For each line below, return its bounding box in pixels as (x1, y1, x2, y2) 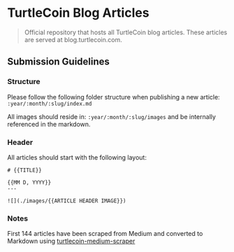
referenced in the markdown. (7, 120, 91, 128)
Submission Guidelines (7, 56, 110, 68)
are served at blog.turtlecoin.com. (24, 35, 122, 43)
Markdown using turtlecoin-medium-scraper (7, 237, 136, 246)
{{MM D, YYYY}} (7, 178, 52, 186)
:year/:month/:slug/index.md (7, 100, 92, 107)
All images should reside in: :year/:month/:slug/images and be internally (7, 112, 217, 120)
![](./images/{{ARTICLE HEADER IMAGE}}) (7, 197, 127, 204)
